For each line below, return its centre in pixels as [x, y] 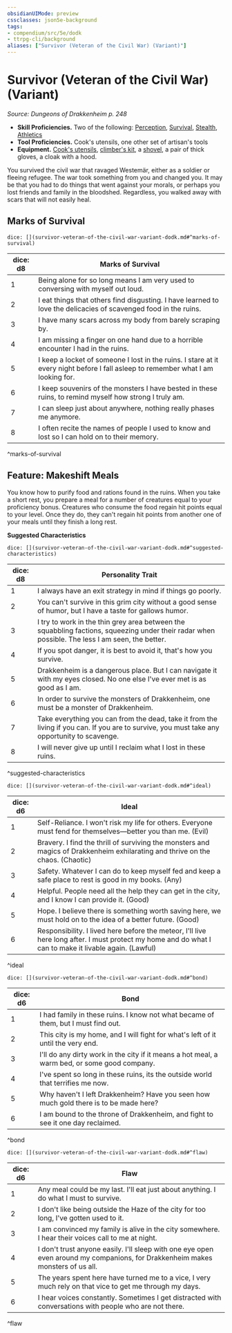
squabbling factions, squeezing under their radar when [126, 631]
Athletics [30, 134]
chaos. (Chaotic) [64, 860]
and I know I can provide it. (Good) [93, 899]
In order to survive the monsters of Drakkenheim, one [124, 698]
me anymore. [59, 417]
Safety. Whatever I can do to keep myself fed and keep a [129, 871]
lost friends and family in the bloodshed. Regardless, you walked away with [114, 192]
